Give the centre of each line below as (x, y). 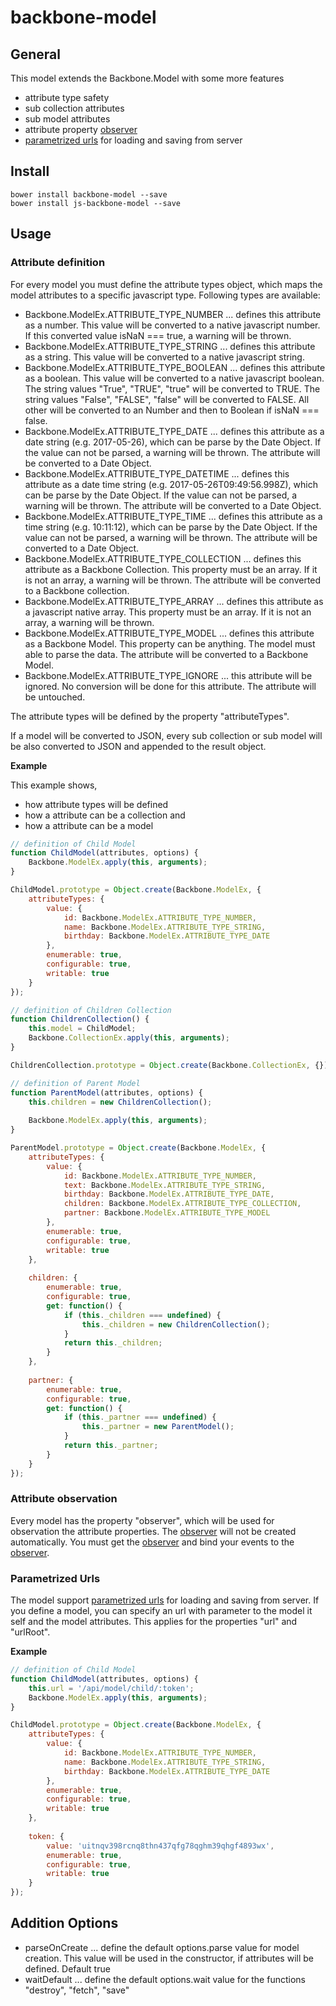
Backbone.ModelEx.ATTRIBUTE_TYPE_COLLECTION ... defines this (163, 558)
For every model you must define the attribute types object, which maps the (166, 284)
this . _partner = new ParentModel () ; (158, 1427)
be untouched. (55, 697)
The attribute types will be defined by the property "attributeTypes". (150, 716)
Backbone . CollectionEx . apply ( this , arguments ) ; (129, 1038)
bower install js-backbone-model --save (96, 203)
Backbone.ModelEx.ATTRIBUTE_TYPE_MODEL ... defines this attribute (169, 633)
